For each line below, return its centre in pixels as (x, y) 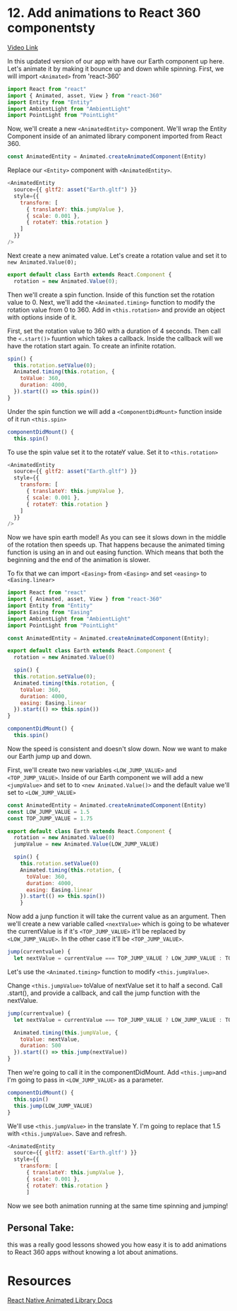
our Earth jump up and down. (49, 756)
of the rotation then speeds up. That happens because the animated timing (116, 545)
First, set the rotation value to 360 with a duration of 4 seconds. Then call (114, 331)
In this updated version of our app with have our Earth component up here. (116, 61)
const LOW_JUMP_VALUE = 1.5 (49, 812)
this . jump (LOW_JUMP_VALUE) (53, 1106)
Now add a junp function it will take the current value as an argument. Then (117, 916)
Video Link (23, 47)
